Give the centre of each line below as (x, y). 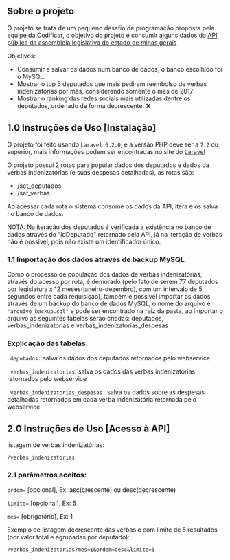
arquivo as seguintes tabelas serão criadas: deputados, (85, 318)
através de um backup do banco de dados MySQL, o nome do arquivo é (109, 303)
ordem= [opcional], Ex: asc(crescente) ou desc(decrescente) (92, 490)
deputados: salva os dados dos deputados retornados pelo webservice (110, 358)
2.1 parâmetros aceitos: (47, 475)
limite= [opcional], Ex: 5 (42, 503)
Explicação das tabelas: (48, 343)
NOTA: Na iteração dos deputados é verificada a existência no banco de (109, 227)
